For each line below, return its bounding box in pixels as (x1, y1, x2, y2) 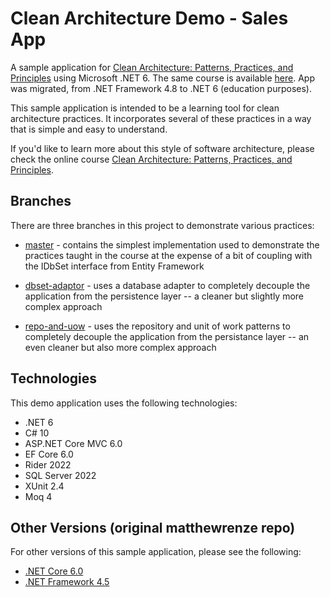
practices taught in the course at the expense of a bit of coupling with (24, 249, 313, 261)
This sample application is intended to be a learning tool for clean (10, 102, 280, 114)
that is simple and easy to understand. (10, 123, 168, 135)
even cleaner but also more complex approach (24, 341, 217, 353)
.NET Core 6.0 (24, 565, 84, 577)
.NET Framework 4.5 (24, 576, 110, 588)
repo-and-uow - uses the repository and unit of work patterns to (24, 320, 291, 332)
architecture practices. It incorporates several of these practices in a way (10, 112, 312, 124)
